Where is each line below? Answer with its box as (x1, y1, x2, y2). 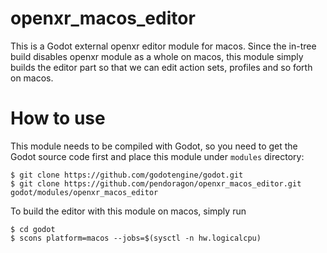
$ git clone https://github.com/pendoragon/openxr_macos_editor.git (10, 178, 302, 189)
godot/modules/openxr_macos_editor (10, 187, 159, 197)
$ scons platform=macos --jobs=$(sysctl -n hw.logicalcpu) (10, 233, 262, 243)
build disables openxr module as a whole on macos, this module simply (10, 50, 304, 62)
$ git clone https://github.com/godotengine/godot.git (10, 170, 244, 180)
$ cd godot (10, 224, 56, 234)
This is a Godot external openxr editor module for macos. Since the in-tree (10, 40, 317, 52)
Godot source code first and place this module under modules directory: (10, 150, 305, 162)
